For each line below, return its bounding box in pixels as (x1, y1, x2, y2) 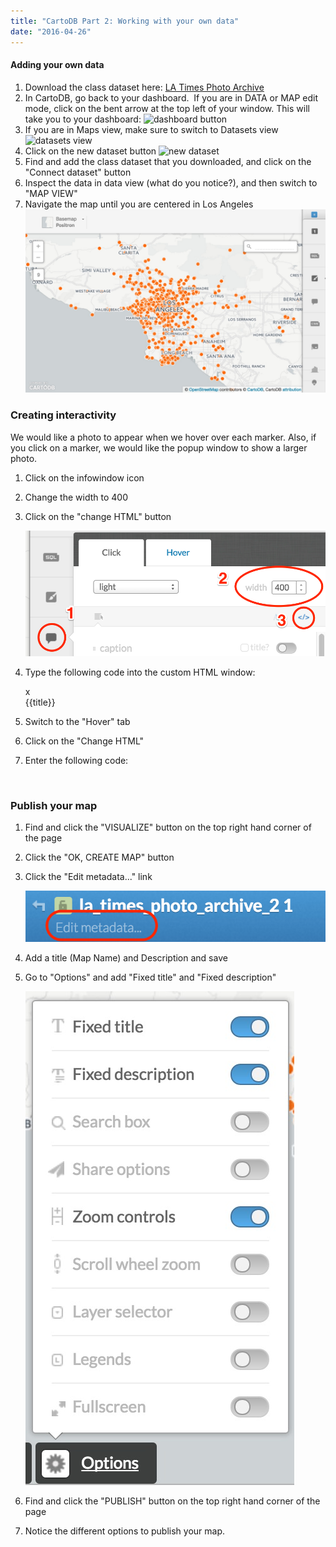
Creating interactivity (10, 408, 117, 422)
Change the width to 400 (24, 491, 128, 503)
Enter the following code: (24, 754, 129, 766)
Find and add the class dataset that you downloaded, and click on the (24, 155, 312, 167)
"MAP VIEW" (24, 187, 78, 199)
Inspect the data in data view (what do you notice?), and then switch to (24, 176, 318, 189)
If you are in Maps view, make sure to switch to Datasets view (24, 123, 279, 135)
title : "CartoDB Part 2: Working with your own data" (10, 16, 240, 26)
